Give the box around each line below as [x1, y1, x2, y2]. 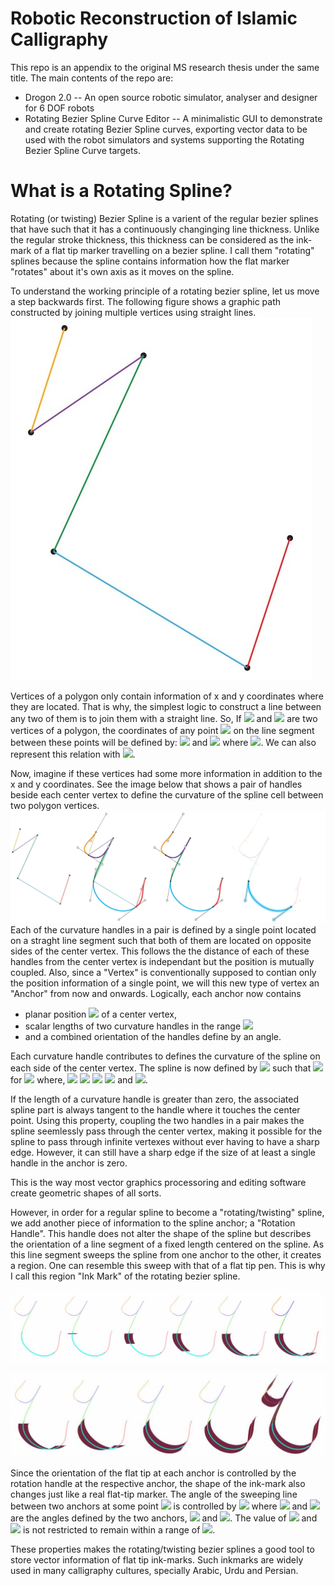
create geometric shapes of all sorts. [10, 1187, 162, 1199]
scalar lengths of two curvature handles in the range [24, 1020, 242, 1032]
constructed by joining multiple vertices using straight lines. [10, 306, 257, 318]
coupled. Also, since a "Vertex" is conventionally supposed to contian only [10, 966, 317, 978]
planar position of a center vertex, [24, 1008, 178, 1020]
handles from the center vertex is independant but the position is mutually [10, 955, 315, 967]
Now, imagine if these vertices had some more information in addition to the [10, 767, 323, 779]
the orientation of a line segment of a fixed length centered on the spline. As [10, 1238, 325, 1250]
